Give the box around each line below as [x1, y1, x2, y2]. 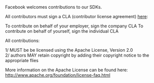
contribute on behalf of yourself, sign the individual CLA [5, 28, 119, 34]
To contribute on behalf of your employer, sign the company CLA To [5, 23, 144, 29]
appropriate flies [5, 58, 38, 63]
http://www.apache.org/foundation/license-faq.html [5, 72, 111, 78]
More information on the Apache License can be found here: [5, 67, 128, 73]
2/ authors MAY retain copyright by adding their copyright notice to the [5, 52, 150, 58]
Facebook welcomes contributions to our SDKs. [5, 4, 102, 10]
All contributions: [5, 38, 40, 43]
